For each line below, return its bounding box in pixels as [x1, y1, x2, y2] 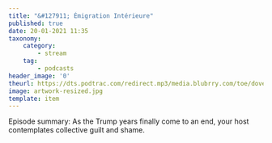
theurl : [8, 79, 35, 87]
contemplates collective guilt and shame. [8, 125, 146, 135]
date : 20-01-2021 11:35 [8, 27, 89, 35]
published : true [8, 19, 63, 27]
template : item [8, 95, 60, 103]
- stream [37, 49, 67, 57]
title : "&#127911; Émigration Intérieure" [8, 11, 154, 20]
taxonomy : [8, 34, 42, 43]
